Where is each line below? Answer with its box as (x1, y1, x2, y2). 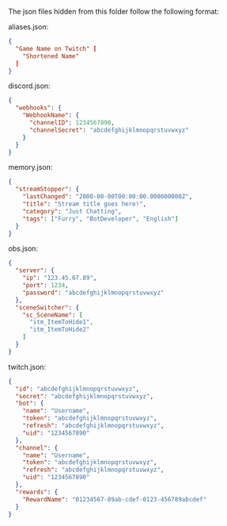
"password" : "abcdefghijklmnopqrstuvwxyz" (22, 289, 165, 297)
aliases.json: (8, 22, 49, 31)
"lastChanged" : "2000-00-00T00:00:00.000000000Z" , (22, 193, 193, 201)
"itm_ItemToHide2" (28, 325, 90, 334)
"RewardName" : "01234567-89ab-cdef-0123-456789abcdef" (22, 495, 207, 503)
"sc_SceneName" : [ (22, 311, 83, 319)
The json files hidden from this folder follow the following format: (8, 7, 219, 16)
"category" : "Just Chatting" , (22, 207, 123, 215)
